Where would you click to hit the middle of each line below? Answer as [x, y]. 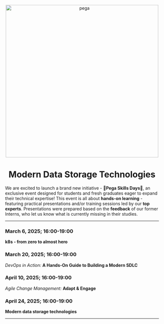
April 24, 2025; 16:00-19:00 [39, 301]
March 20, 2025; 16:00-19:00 [41, 255]
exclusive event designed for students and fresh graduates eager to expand [81, 193]
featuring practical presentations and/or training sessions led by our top [77, 203]
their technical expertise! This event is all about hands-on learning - [74, 198]
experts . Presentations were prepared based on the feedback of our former [82, 209]
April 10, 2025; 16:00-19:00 [38, 278]
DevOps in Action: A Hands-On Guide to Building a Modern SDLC [72, 265]
